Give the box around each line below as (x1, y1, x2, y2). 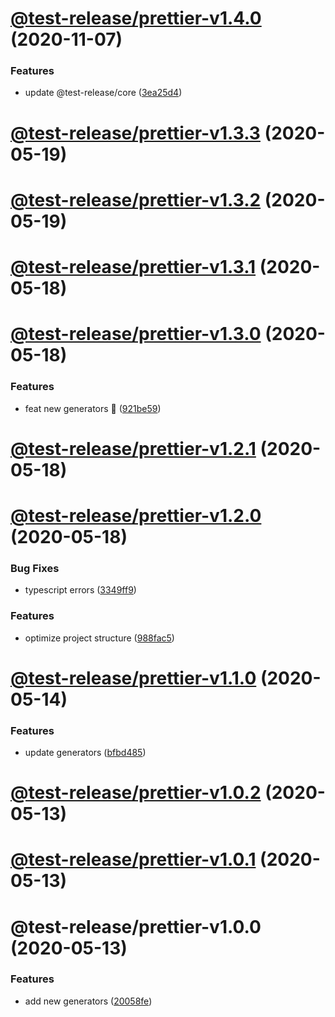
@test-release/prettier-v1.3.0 (10, 323, 262, 346)
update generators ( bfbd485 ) (24, 746, 147, 758)
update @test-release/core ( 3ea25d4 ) (24, 87, 183, 99)
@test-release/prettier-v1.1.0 (10, 667, 257, 689)
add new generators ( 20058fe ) (24, 995, 153, 1007)
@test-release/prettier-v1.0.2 (10, 782, 262, 804)
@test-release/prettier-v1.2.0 (10, 504, 262, 527)
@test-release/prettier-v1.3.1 (10, 256, 257, 279)
